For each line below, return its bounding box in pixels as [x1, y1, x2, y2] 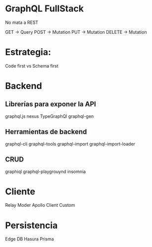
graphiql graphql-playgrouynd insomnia [5, 168, 86, 174]
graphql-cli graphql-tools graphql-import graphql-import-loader [5, 141, 135, 147]
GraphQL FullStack [5, 3, 84, 14]
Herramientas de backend [5, 128, 87, 136]
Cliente [5, 186, 36, 197]
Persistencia [5, 220, 58, 231]
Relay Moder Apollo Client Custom [5, 202, 75, 208]
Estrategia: [5, 47, 51, 58]
